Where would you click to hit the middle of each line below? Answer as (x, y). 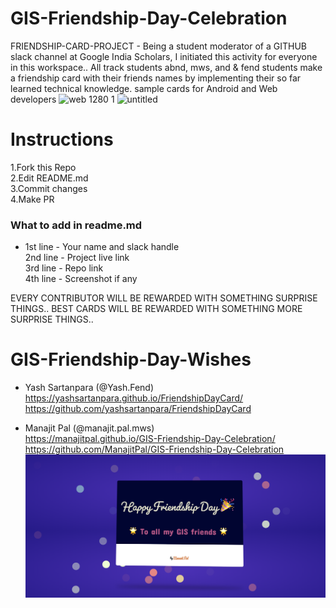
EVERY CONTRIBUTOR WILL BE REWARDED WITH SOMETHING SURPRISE (164, 298)
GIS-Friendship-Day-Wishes (131, 359)
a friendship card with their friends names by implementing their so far (156, 78)
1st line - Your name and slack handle (102, 247)
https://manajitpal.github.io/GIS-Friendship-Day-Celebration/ (150, 439)
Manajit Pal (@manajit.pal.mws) (89, 428)
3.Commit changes (49, 188)
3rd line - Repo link (64, 268)
